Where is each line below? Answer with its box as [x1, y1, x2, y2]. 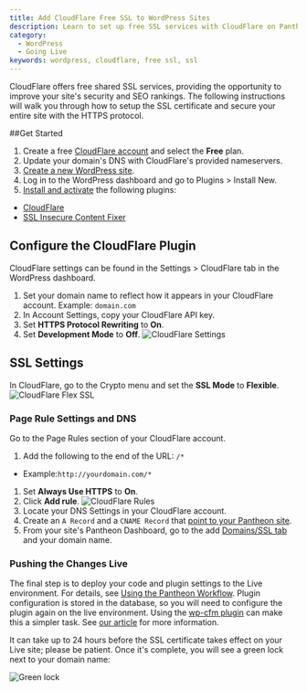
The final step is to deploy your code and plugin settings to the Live [9, 578, 263, 590]
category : [9, 30, 48, 39]
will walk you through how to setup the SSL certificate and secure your [9, 101, 276, 111]
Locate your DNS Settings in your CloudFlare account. [22, 505, 227, 516]
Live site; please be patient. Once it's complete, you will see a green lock [9, 644, 284, 655]
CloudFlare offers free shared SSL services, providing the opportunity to [9, 81, 281, 91]
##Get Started [9, 128, 64, 138]
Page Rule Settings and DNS [9, 412, 137, 425]
